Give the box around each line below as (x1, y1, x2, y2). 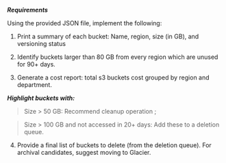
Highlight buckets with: (7, 94, 75, 102)
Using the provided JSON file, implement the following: (7, 19, 162, 27)
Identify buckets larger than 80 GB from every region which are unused (16, 53, 218, 61)
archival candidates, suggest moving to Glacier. (16, 149, 151, 156)
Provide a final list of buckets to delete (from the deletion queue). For (16, 141, 212, 149)
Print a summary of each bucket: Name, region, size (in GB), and (16, 32, 199, 40)
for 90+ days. (16, 60, 56, 68)
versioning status (16, 40, 66, 47)
